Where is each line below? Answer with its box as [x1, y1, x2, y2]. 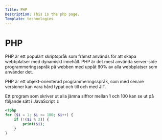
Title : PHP [5, 7, 27, 12]
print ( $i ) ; [23, 121, 45, 126]
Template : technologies [5, 16, 54, 21]
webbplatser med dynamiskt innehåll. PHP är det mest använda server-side [5, 59, 157, 65]
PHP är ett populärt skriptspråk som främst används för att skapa [5, 53, 137, 59]
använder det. [5, 69, 33, 75]
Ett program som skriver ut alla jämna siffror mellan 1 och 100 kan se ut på [5, 93, 154, 99]
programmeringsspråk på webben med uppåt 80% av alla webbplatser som [5, 64, 158, 70]
